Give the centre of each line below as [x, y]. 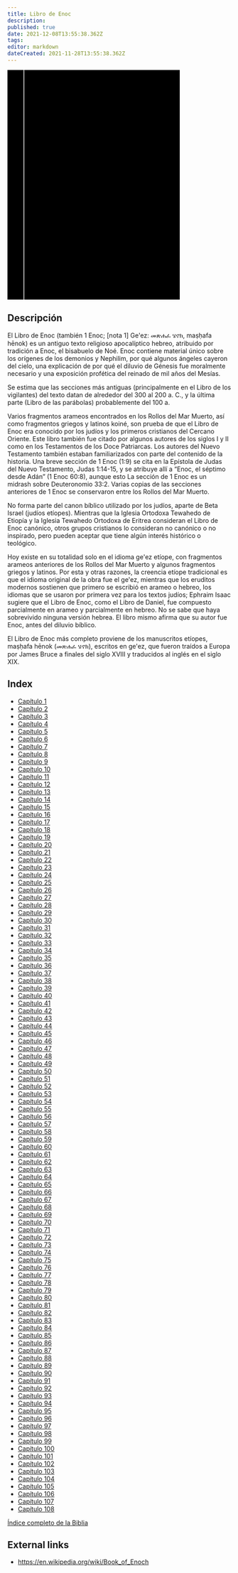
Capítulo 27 [34, 897]
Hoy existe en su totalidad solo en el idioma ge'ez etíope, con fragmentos [115, 557]
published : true [31, 27]
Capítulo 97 [34, 1426]
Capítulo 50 [34, 1071]
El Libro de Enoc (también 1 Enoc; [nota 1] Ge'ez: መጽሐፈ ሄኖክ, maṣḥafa [109, 335]
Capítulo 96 [34, 1418]
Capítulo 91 [34, 1380]
